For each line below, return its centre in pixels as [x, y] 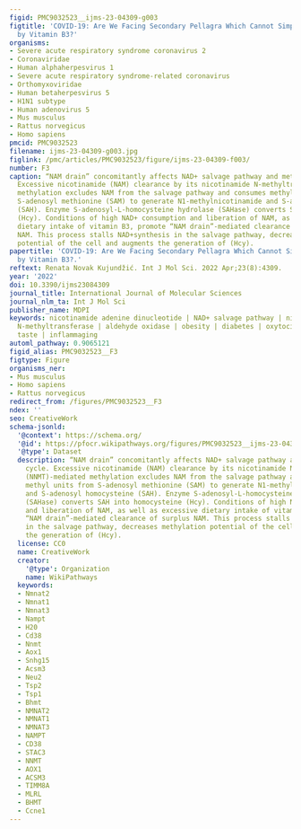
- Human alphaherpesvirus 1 [62, 68]
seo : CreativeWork [43, 419]
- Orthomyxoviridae [46, 84]
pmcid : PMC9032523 [43, 143]
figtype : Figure [39, 360]
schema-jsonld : [38, 427]
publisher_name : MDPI [50, 310]
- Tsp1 [30, 694]
